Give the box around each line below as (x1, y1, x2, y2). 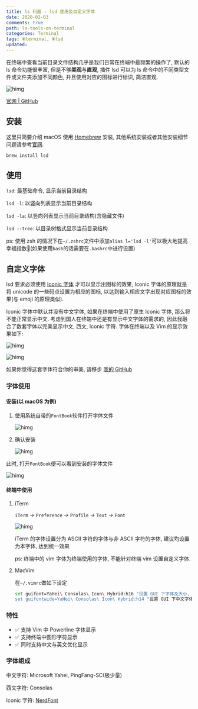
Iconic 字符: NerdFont (6, 697, 59, 704)
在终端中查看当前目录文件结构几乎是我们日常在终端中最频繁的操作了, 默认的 (6, 59, 190, 66)
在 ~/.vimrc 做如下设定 (14, 579, 68, 586)
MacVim (14, 566, 35, 574)
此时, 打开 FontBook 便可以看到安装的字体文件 (6, 460, 113, 468)
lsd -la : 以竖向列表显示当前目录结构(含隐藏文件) (6, 212, 125, 220)
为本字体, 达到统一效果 (14, 542, 70, 549)
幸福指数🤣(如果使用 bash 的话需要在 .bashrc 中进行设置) (6, 245, 136, 252)
